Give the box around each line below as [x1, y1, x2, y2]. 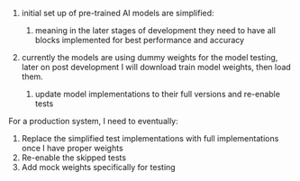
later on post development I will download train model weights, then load [21, 62, 292, 72]
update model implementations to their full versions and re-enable [34, 89, 281, 99]
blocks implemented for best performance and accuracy [34, 35, 245, 45]
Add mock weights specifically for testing [21, 162, 177, 172]
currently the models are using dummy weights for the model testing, [21, 52, 278, 62]
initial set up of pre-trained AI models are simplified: [21, 8, 214, 18]
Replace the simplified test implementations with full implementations [21, 133, 279, 143]
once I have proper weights [21, 143, 123, 153]
